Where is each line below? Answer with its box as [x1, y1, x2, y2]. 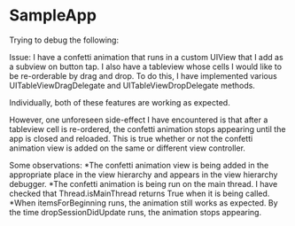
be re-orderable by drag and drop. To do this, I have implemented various [9, 70, 277, 81]
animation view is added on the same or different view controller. [9, 143, 246, 153]
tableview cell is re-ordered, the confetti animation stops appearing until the [9, 123, 286, 134]
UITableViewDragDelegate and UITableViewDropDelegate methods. [9, 80, 255, 90]
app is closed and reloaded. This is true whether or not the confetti [9, 133, 253, 144]
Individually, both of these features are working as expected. [9, 97, 230, 107]
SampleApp [9, 5, 97, 26]
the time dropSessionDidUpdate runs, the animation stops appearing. [9, 207, 262, 217]
